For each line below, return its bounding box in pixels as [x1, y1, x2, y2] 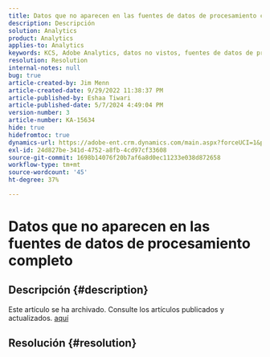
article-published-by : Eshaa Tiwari [8, 94, 131, 102]
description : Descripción [8, 19, 95, 27]
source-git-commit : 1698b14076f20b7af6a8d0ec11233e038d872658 [8, 153, 221, 161]
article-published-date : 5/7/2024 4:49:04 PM [8, 101, 163, 109]
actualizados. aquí [8, 313, 69, 323]
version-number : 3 [8, 109, 70, 117]
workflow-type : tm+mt [8, 161, 81, 169]
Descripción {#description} [8, 283, 149, 297]
